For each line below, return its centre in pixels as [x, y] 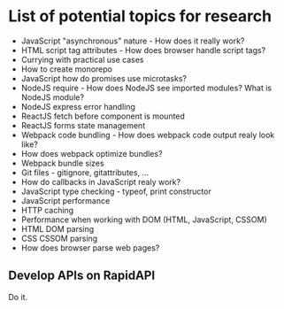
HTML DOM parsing [58, 228]
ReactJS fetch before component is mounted [103, 116]
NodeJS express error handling [78, 106]
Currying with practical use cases [82, 59]
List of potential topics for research [140, 16]
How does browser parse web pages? [90, 247]
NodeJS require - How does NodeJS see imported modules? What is [146, 88]
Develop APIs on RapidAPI [82, 276]
